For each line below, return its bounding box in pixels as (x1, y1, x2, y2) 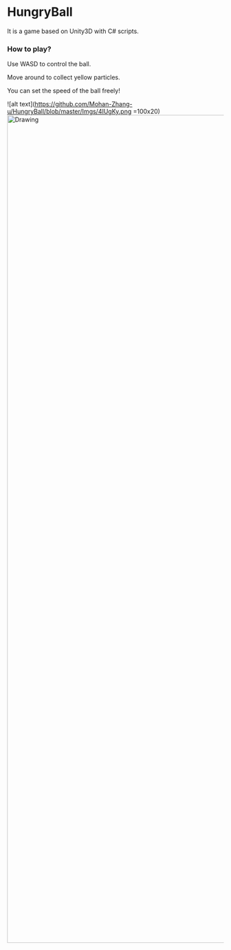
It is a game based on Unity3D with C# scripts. (7, 27, 139, 35)
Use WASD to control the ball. (7, 60, 91, 68)
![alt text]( (7, 100, 36, 108)
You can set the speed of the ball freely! (7, 87, 120, 95)
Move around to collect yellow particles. (7, 73, 120, 81)
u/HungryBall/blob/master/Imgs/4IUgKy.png (7, 108, 132, 116)
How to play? (7, 44, 52, 54)
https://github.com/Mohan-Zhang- (34, 100, 133, 108)
